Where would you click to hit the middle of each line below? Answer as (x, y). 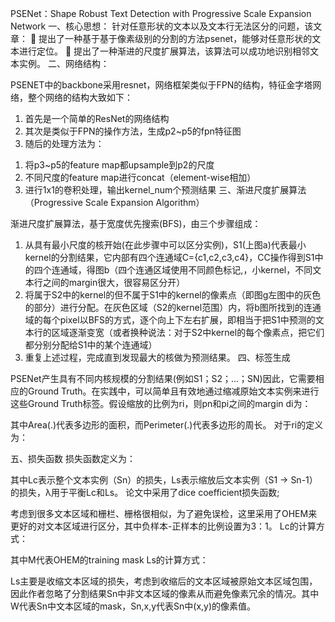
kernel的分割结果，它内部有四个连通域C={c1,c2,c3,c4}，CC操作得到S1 (169, 257)
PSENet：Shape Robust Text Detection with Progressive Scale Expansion (161, 13)
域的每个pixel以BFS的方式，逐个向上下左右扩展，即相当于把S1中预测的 (170, 320)
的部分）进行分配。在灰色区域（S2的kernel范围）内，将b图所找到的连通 (173, 307)
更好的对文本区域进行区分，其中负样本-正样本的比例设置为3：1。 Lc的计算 (163, 526)
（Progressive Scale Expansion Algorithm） (114, 202)
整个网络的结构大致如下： (80, 97)
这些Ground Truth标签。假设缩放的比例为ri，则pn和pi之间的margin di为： (161, 403)
